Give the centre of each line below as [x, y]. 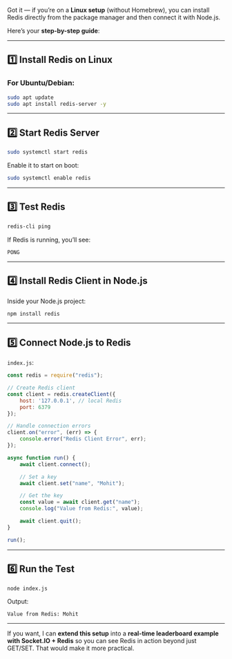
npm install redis [33, 314]
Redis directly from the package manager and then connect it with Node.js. [114, 17]
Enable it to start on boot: [43, 165]
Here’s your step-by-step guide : [54, 31]
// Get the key [41, 496]
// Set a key [38, 477]
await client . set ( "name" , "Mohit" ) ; [72, 483]
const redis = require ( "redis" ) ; [55, 376]
